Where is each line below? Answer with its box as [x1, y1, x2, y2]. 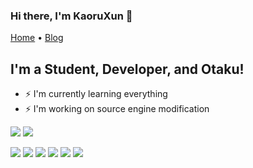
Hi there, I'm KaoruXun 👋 [10, 9, 133, 23]
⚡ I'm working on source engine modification [24, 103, 210, 115]
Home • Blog [10, 32, 64, 44]
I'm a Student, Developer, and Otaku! [10, 60, 245, 78]
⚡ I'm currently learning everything [24, 88, 168, 100]
